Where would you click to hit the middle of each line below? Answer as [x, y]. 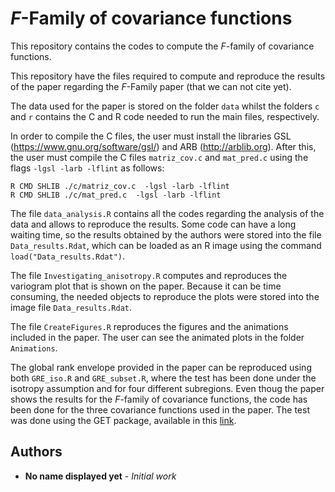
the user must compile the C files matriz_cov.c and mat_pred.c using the [159, 157]
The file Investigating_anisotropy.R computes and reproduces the [149, 275]
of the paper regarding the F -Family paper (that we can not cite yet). [151, 86]
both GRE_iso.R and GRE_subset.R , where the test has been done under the [163, 378]
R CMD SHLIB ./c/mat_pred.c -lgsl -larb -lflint [116, 195]
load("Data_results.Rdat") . [68, 256]
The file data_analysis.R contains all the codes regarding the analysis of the [167, 213]
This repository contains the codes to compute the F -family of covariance [162, 46]
